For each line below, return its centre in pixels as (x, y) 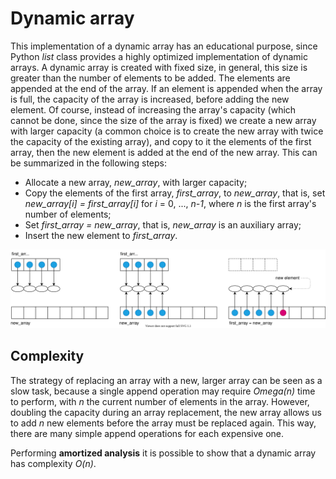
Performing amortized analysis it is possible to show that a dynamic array (163, 453)
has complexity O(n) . (53, 463)
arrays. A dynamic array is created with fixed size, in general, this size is (159, 67)
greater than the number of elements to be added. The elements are (150, 78)
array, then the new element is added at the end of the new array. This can (164, 152)
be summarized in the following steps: (89, 163)
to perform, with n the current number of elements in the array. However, (160, 401)
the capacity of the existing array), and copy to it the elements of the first (161, 141)
